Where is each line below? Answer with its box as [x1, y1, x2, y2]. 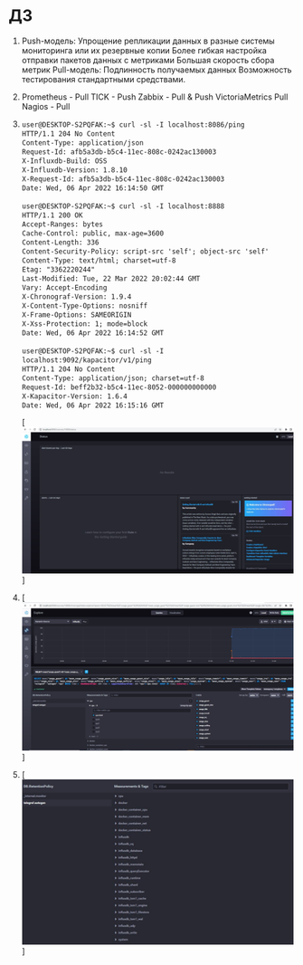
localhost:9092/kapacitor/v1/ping [21, 355, 152, 365]
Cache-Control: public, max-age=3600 [21, 228, 165, 238]
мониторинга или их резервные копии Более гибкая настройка [21, 44, 268, 55]
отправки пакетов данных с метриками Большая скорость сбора [21, 54, 275, 65]
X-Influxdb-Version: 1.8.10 [21, 165, 128, 175]
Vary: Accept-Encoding [21, 282, 108, 292]
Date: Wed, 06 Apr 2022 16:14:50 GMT [21, 183, 165, 193]
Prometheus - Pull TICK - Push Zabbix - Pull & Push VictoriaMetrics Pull [21, 91, 289, 102]
